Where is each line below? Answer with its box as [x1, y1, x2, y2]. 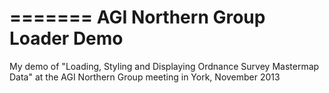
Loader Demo [9, 27, 124, 50]
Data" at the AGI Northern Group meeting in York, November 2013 [9, 71, 281, 83]
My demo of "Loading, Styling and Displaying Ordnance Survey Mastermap [9, 60, 320, 72]
